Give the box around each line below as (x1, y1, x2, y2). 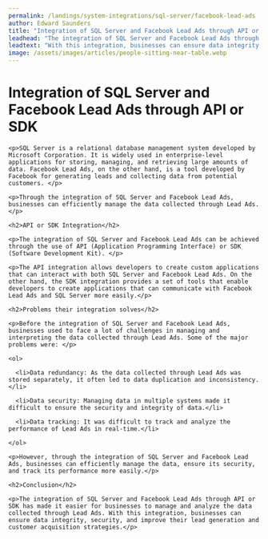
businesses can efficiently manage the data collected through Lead (8, 200, 242, 209)
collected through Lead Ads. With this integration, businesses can (8, 509, 242, 517)
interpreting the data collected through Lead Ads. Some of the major (8, 334, 249, 342)
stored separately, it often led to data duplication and (8, 375, 206, 383)
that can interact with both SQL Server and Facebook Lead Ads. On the (8, 270, 252, 278)
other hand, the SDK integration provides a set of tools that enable (8, 278, 249, 286)
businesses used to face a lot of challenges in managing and (8, 326, 220, 334)
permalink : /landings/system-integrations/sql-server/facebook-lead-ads (8, 11, 256, 20)
